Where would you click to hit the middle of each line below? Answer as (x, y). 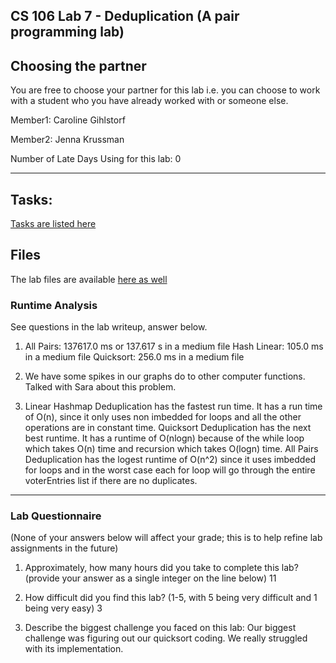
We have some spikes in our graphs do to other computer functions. (165, 376)
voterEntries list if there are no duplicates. (111, 481)
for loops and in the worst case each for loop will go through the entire (170, 470)
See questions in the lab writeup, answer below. (109, 327)
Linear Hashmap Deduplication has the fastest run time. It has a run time (173, 406)
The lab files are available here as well (89, 279)
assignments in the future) (64, 548)
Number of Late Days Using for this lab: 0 (96, 159)
